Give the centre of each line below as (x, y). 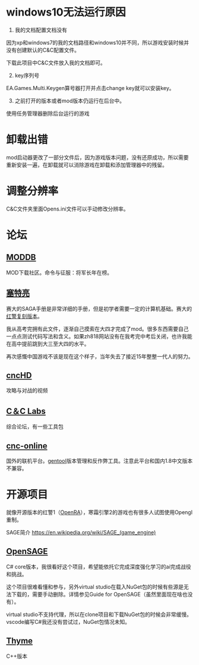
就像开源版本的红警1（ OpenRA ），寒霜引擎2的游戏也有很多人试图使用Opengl (99, 512)
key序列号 (27, 75)
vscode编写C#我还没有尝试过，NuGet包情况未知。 (68, 621)
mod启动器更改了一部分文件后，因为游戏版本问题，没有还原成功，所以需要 (97, 157)
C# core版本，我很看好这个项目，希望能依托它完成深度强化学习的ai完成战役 (99, 567)
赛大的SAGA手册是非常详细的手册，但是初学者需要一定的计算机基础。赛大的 (99, 308)
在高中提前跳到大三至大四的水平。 (48, 344)
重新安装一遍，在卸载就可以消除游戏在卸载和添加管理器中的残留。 (87, 165)
